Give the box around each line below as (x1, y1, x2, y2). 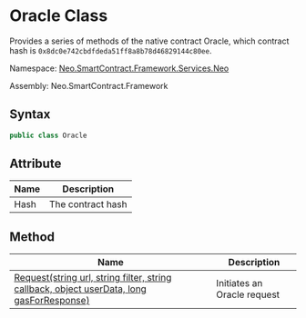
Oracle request (216, 288, 280, 301)
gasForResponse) (14, 294, 90, 307)
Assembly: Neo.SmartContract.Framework (9, 80, 168, 91)
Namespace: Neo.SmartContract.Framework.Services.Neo (9, 63, 229, 74)
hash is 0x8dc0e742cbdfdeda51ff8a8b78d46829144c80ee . (9, 45, 212, 55)
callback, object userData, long (14, 283, 148, 295)
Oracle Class (9, 5, 108, 26)
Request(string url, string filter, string (14, 272, 172, 284)
